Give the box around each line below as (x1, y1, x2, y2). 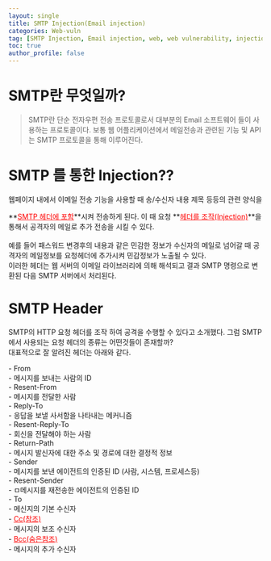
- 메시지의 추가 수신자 (8, 544, 77, 554)
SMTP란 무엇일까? (8, 86, 127, 105)
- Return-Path (8, 437, 55, 448)
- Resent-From (8, 382, 57, 391)
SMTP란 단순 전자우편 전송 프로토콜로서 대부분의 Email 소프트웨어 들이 (27, 115, 252, 124)
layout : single (8, 11, 60, 20)
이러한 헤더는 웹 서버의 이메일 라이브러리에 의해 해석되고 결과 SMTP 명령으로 (8, 260, 250, 270)
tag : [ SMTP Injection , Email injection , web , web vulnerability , (8, 34, 232, 43)
